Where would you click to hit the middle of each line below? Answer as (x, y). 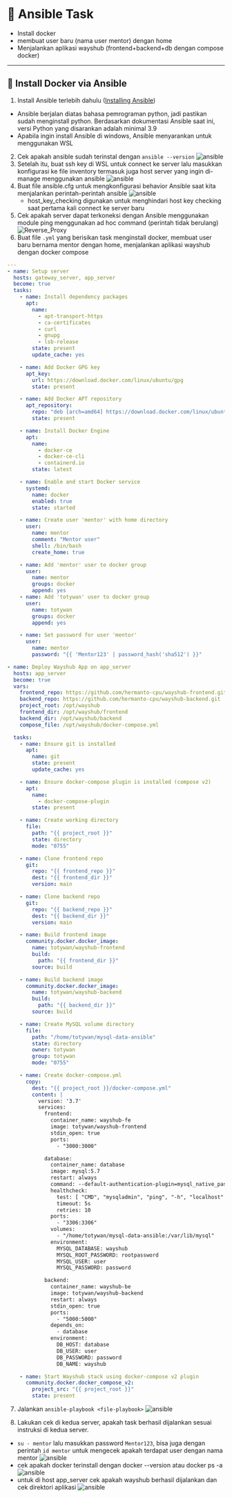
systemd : (38, 488)
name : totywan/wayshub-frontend (79, 948)
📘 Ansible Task (50, 14)
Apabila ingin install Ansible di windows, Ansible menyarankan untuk (114, 136)
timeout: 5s (74, 1203)
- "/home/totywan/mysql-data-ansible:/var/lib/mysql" (135, 1236)
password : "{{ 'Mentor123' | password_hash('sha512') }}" (117, 655)
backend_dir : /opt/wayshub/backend (71, 718)
